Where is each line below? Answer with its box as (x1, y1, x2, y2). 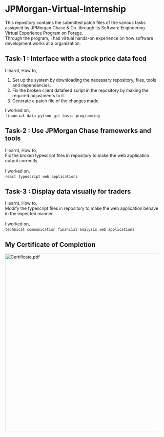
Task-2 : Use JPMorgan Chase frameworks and (5, 127, 151, 135)
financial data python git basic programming (5, 113, 100, 118)
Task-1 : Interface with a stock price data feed (5, 55, 147, 63)
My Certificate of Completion (5, 240, 96, 249)
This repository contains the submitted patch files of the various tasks (5, 20, 146, 25)
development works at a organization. (5, 40, 81, 46)
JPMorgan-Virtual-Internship (5, 3, 126, 15)
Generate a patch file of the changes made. (12, 98, 100, 104)
